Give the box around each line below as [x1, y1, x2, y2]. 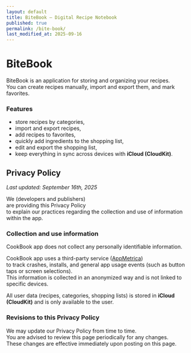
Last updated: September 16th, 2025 [6, 184, 98, 191]
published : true [6, 20, 47, 26]
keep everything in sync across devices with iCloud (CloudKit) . [14, 150, 173, 158]
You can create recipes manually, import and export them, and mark [6, 84, 175, 91]
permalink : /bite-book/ [6, 25, 66, 32]
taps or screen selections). [6, 268, 73, 275]
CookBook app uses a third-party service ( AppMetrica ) [6, 255, 143, 262]
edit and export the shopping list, [14, 144, 98, 151]
